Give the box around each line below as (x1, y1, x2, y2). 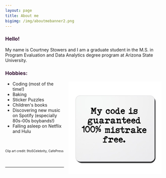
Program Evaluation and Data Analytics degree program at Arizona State (5, 52, 153, 58)
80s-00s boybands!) (12, 118, 55, 123)
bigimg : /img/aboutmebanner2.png (5, 18, 75, 23)
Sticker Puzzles (12, 97, 45, 103)
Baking (12, 91, 27, 97)
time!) (12, 86, 25, 92)
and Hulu (12, 128, 31, 134)
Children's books (12, 102, 48, 108)
